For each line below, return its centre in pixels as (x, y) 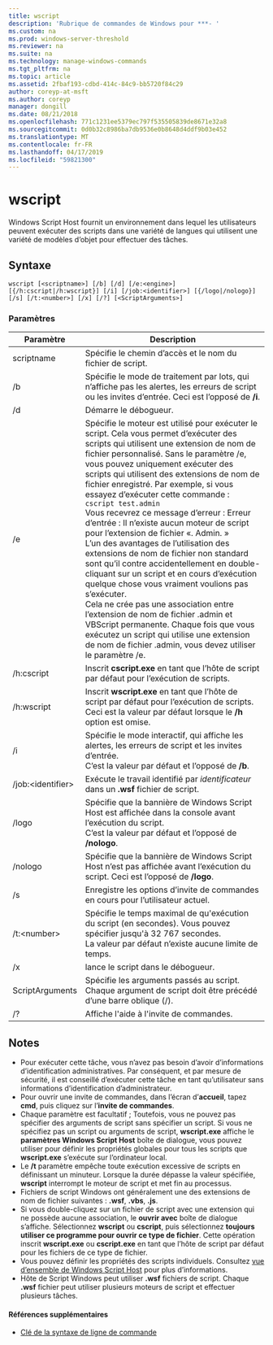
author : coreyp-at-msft (49, 91)
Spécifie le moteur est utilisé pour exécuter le (171, 424)
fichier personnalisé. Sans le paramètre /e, (166, 454)
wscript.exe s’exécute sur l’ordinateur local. (94, 1158)
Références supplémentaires (58, 1314)
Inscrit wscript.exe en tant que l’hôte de (161, 692)
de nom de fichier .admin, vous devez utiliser (170, 645)
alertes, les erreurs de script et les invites (163, 746)
